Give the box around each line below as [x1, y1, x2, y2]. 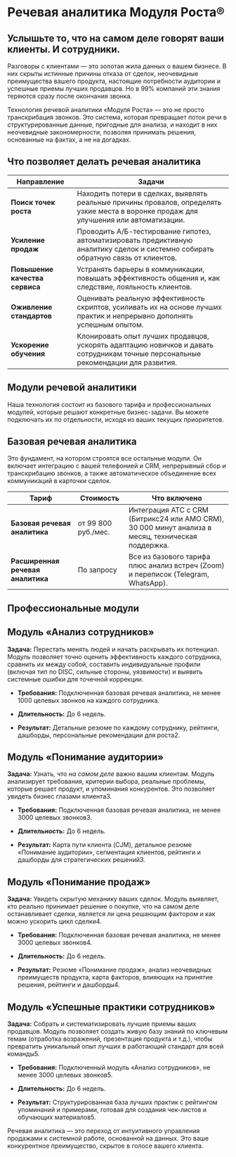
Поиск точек [11, 197, 55, 207]
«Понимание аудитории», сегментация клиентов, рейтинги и [17, 848, 202, 856]
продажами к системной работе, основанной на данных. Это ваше [7, 1134, 209, 1143]
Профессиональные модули [7, 602, 139, 614]
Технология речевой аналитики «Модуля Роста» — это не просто [7, 106, 205, 113]
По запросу [77, 565, 117, 575]
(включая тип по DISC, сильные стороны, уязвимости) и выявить [7, 667, 203, 676]
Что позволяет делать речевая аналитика [7, 156, 202, 168]
